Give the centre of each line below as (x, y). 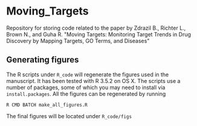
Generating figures (43, 60)
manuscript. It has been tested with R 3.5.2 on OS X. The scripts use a (93, 81)
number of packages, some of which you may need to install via (86, 87)
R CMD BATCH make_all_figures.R (47, 105)
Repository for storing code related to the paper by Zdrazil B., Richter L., (96, 28)
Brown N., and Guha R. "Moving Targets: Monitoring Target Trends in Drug (99, 34)
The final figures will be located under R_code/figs (69, 116)
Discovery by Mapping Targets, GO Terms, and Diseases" (78, 41)
